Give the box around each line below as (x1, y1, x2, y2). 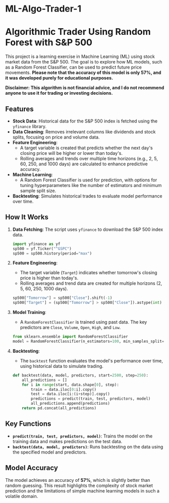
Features (5, 104, 34, 113)
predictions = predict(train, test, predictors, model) (31, 396, 151, 401)
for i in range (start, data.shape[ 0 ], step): (22, 382, 120, 387)
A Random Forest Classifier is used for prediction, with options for (20, 177, 157, 183)
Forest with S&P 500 (5, 37, 92, 48)
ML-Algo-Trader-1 (5, 3, 82, 15)
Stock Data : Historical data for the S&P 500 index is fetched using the (12, 118, 158, 124)
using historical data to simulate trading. (20, 363, 103, 369)
